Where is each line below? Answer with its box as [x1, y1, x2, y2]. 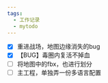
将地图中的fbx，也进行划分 [16, 60, 92, 68]
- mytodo [13, 23, 38, 29]
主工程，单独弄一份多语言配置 [16, 68, 101, 76]
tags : [7, 10, 23, 17]
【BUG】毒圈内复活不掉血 [16, 51, 90, 59]
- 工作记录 [13, 16, 40, 23]
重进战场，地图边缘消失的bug [16, 43, 100, 51]
